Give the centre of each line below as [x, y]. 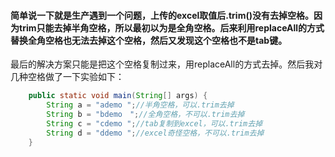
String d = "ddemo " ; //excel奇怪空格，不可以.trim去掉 [155, 133]
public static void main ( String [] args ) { [118, 96]
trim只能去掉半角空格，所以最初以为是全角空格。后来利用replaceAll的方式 [171, 27]
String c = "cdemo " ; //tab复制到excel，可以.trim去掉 [154, 123]
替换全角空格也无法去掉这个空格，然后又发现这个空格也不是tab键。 [149, 40]
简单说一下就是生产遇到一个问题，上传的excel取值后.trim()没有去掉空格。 [162, 15]
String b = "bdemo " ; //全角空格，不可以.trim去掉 [145, 114]
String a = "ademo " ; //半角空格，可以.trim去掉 [140, 105]
